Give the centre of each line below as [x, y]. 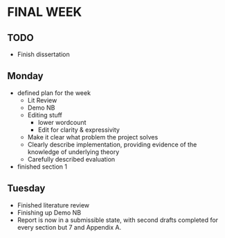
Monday [25, 76]
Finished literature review [53, 205]
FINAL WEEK [45, 12]
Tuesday [26, 188]
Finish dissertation [44, 54]
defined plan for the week [54, 93]
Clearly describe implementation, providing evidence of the [112, 144]
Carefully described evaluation [71, 159]
